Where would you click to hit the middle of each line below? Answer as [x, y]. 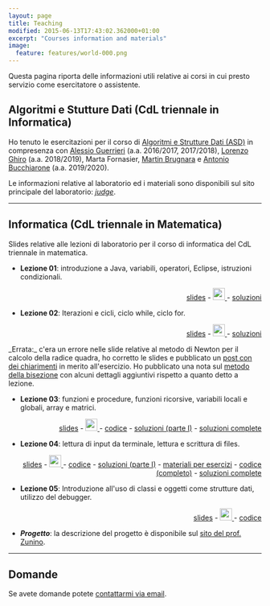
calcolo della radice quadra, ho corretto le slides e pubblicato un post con [130, 357]
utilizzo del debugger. [56, 497]
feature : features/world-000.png [72, 53]
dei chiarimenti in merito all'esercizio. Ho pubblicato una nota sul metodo [129, 366]
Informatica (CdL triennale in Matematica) [115, 225]
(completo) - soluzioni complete [209, 472]
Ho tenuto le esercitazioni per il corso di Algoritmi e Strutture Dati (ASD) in [131, 142]
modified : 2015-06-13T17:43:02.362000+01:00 [84, 31]
